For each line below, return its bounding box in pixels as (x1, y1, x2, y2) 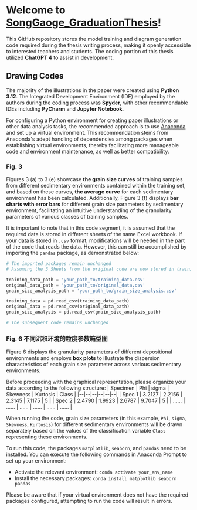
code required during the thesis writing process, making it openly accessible (6, 42, 191, 49)
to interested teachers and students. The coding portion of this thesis (6, 47, 174, 55)
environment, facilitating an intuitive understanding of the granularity (6, 207, 172, 214)
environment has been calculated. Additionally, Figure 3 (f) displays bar (6, 195, 179, 202)
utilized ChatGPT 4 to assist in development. (6, 54, 114, 61)
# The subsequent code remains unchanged (6, 320, 109, 326)
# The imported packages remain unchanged (6, 261, 111, 267)
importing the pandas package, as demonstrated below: (6, 250, 140, 257)
